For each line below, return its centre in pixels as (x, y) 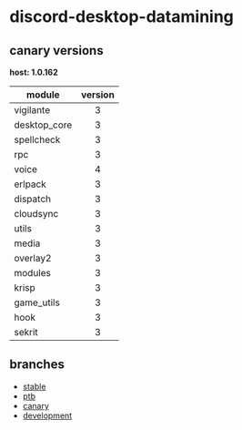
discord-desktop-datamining (122, 17)
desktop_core (43, 125)
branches (37, 365)
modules (33, 273)
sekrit (26, 332)
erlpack (30, 184)
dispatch (33, 199)
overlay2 (33, 258)
